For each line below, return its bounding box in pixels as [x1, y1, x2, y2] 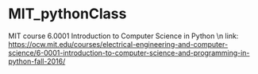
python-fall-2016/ [8, 56, 66, 66]
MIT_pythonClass [8, 5, 127, 23]
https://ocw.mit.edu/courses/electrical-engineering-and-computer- [8, 39, 229, 49]
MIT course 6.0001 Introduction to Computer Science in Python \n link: [8, 31, 239, 41]
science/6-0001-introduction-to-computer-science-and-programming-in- [8, 48, 250, 57]
